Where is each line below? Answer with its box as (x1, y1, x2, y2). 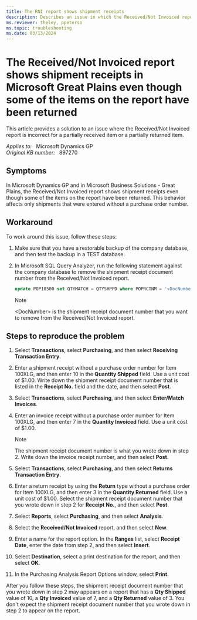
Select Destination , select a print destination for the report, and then (14, 553, 181, 560)
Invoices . (14, 401, 38, 408)
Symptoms (6, 166, 47, 176)
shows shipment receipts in (6, 68, 144, 82)
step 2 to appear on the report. (6, 607, 80, 614)
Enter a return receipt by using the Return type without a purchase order (14, 482, 191, 490)
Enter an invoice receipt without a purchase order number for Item (14, 412, 175, 419)
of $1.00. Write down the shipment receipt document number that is (14, 377, 178, 384)
